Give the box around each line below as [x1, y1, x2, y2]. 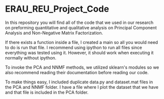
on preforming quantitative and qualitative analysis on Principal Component [5, 24, 157, 30]
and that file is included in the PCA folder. [5, 89, 89, 95]
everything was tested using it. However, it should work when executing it [5, 50, 154, 56]
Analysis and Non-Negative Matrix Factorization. [5, 30, 103, 36]
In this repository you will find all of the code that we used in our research [5, 20, 154, 25]
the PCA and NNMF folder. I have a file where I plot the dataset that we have [5, 84, 159, 90]
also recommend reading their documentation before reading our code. [5, 69, 149, 75]
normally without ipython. [5, 55, 57, 60]
